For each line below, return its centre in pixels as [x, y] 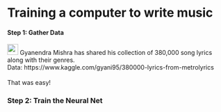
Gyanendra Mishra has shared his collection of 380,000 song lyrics [116, 53]
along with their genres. [41, 60]
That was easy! [29, 83]
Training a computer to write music [110, 13]
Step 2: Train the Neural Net [55, 101]
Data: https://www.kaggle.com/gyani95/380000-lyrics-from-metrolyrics [110, 67]
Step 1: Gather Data [36, 32]
